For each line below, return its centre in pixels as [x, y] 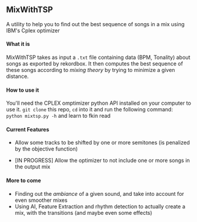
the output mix [32, 167]
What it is [18, 44]
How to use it [23, 90]
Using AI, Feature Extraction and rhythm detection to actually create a [100, 206]
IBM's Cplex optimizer [33, 30]
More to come [24, 180]
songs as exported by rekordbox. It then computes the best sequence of [95, 64]
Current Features [28, 129]
